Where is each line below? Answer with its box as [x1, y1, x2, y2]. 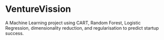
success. [5, 30, 24, 36]
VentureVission [5, 3, 71, 15]
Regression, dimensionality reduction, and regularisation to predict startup [5, 25, 159, 31]
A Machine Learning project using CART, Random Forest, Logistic [5, 20, 141, 26]
